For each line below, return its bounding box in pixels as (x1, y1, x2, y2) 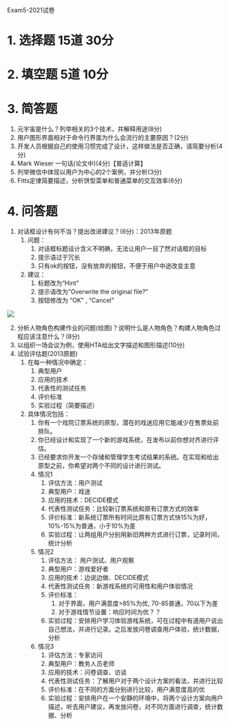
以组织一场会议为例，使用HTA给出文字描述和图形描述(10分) (17, 341, 185, 349)
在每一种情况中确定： (27, 358, 88, 366)
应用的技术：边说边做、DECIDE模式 (48, 574, 149, 582)
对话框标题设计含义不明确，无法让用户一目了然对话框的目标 (37, 245, 207, 253)
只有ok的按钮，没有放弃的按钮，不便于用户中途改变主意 (37, 262, 196, 270)
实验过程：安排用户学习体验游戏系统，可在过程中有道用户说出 (48, 616, 224, 625)
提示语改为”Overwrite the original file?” (37, 288, 149, 296)
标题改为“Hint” (37, 279, 79, 287)
